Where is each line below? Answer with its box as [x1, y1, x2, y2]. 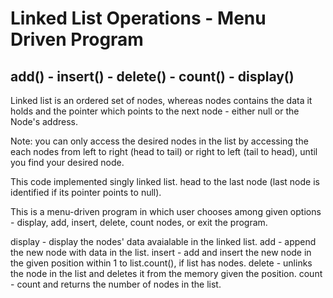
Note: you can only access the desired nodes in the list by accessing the [10, 135, 309, 147]
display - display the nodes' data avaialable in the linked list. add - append [10, 236, 317, 247]
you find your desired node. [10, 157, 125, 168]
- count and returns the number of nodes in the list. [10, 278, 222, 290]
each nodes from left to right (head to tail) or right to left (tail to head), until [10, 146, 318, 157]
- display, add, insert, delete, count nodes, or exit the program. [10, 217, 268, 228]
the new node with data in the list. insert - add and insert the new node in [10, 247, 312, 258]
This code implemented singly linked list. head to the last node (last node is [10, 176, 320, 187]
